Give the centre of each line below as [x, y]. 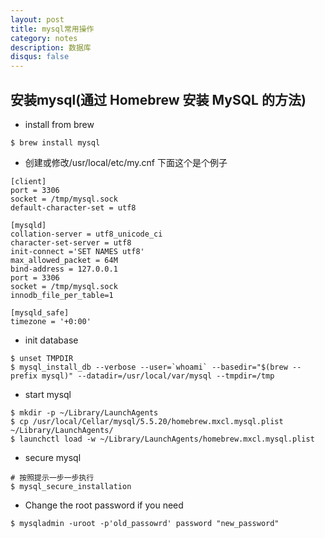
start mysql [48, 394]
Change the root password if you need [104, 505]
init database [51, 340]
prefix [24, 376]
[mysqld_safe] [40, 312]
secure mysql [53, 457]
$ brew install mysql [55, 142]
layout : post [37, 19]
